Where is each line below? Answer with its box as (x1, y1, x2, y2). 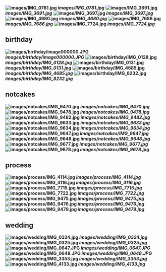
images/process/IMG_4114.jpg (76, 174, 141, 180)
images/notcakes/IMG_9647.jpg (80, 130, 149, 136)
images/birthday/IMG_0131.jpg (5, 64, 72, 71)
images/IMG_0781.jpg (58, 5, 105, 11)
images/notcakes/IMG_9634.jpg (80, 125, 150, 131)
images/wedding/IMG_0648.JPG (81, 250, 152, 256)
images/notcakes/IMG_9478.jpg (80, 109, 150, 115)
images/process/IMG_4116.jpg (76, 179, 141, 186)
